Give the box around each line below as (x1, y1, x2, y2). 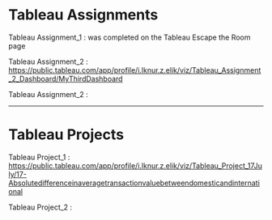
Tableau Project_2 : (8, 202, 73, 212)
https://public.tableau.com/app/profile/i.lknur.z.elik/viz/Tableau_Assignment (8, 65, 261, 74)
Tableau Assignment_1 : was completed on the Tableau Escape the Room (8, 32, 251, 42)
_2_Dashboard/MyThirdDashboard (8, 74, 123, 83)
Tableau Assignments (8, 6, 159, 24)
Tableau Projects (8, 125, 124, 144)
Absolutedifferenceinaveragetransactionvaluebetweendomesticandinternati (8, 178, 261, 188)
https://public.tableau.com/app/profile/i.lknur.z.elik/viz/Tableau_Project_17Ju (8, 160, 263, 171)
